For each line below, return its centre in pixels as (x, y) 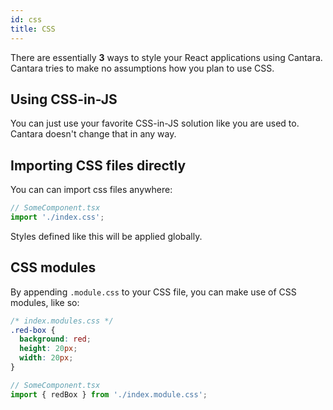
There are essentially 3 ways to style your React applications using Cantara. (166, 57)
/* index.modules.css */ (62, 321)
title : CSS (33, 29)
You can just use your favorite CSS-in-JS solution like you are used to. (155, 123)
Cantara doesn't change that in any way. (93, 134)
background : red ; (55, 339)
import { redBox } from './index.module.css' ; (109, 394)
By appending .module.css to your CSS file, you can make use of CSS (153, 292)
